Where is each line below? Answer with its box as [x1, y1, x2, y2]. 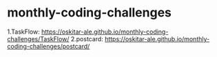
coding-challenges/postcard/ [7, 42, 90, 50]
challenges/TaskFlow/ [7, 34, 70, 43]
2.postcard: [70, 34, 103, 43]
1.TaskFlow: [7, 27, 40, 36]
